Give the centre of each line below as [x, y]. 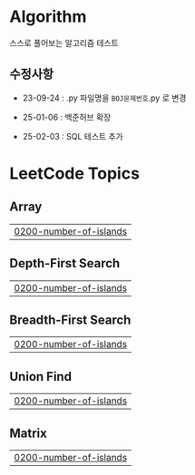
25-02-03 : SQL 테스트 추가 [73, 136]
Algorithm [48, 17]
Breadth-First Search [70, 320]
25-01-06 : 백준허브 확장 [67, 117]
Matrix [28, 433]
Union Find [41, 377]
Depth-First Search [65, 263]
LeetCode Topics [75, 173]
